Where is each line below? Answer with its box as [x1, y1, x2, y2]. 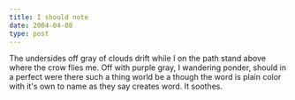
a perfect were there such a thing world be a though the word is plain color [9, 72, 282, 82]
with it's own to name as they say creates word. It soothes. [9, 81, 223, 92]
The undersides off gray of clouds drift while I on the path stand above [9, 54, 267, 64]
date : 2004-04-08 [9, 21, 73, 30]
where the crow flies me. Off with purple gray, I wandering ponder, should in [9, 62, 287, 73]
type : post [9, 29, 49, 38]
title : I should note [9, 12, 89, 22]
